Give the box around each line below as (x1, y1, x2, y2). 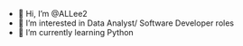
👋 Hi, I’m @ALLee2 (17, 9, 88, 19)
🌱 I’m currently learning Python (17, 27, 134, 37)
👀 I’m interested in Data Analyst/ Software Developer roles (17, 18, 235, 28)
